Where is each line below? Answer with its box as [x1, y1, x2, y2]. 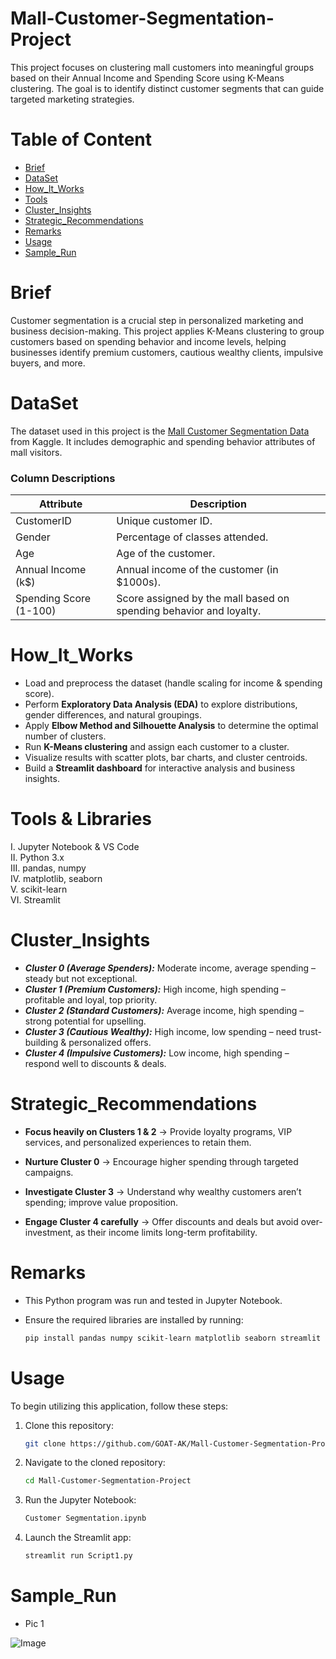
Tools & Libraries [10, 808, 153, 831]
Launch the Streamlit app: [24, 1532, 132, 1544]
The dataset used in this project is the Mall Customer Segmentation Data [10, 425, 310, 437]
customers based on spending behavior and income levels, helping [10, 335, 287, 347]
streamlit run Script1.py [24, 1551, 133, 1561]
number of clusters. [24, 730, 107, 742]
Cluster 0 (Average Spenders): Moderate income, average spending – [24, 962, 317, 974]
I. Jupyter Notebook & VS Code [10, 840, 140, 852]
